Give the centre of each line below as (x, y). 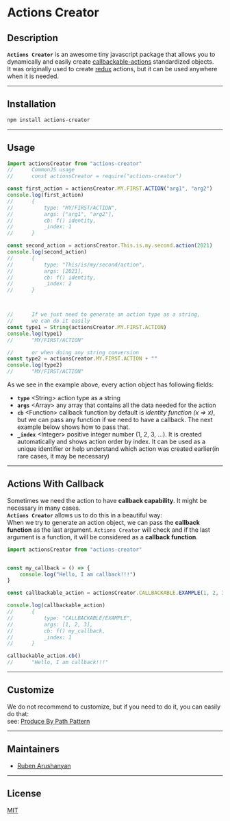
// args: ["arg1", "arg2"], (61, 214)
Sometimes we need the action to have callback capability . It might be (107, 500)
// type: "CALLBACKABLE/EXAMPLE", (70, 618)
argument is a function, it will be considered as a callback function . (103, 537)
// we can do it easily (49, 321)
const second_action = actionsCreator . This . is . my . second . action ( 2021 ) (110, 246)
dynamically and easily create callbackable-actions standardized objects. (111, 62)
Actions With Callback (56, 484)
